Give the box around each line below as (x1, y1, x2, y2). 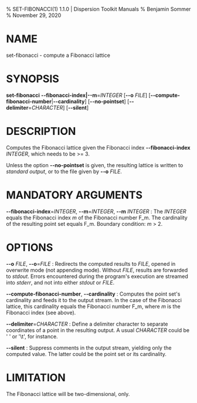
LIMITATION (6, 371, 66, 384)
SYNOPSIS (6, 72, 60, 86)
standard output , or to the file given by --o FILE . (6, 168, 122, 175)
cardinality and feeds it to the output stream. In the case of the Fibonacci (6, 296, 182, 303)
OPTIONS (6, 241, 53, 254)
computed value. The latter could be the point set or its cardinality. (6, 350, 167, 357)
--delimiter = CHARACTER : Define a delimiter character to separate (6, 320, 168, 327)
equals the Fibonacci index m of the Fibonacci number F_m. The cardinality (6, 214, 188, 221)
